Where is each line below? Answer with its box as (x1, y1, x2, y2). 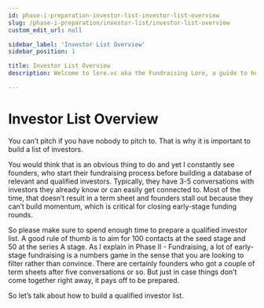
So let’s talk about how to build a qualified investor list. (8, 291, 185, 300)
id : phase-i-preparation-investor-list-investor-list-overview (8, 11, 220, 20)
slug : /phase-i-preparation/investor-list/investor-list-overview (8, 19, 230, 27)
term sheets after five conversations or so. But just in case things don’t (8, 267, 237, 276)
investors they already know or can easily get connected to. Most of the (8, 184, 241, 194)
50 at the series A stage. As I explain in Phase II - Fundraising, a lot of (8, 242, 233, 251)
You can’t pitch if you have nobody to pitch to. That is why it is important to (8, 135, 251, 146)
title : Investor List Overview (8, 62, 111, 70)
